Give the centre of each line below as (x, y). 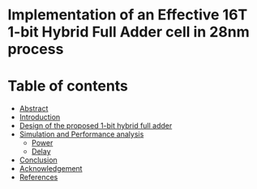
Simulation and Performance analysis (81, 134)
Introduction (40, 117)
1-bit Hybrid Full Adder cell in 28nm (128, 32)
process (36, 49)
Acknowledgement (51, 169)
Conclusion (38, 160)
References (39, 177)
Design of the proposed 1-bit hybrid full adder (96, 126)
